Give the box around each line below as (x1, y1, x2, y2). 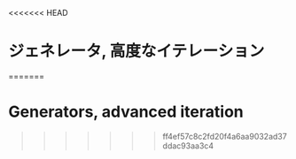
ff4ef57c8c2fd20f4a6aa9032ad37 (162, 131, 287, 141)
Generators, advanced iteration (8, 102, 245, 122)
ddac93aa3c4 (162, 140, 214, 151)
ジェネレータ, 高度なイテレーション (8, 42, 265, 61)
